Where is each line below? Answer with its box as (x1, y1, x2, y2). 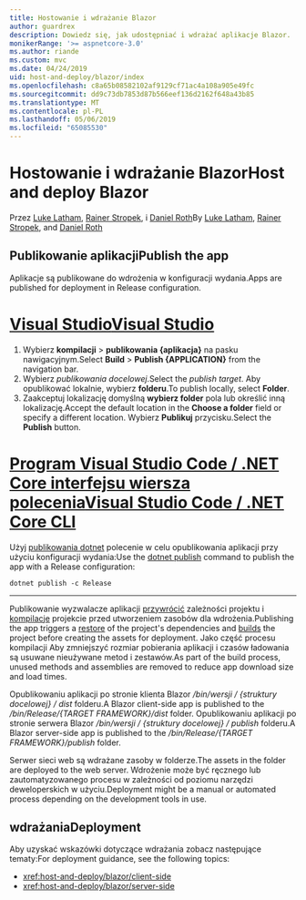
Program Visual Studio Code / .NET (9, 453, 280, 474)
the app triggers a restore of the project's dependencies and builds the (9, 622, 276, 633)
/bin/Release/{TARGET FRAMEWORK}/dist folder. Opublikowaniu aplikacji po (9, 708, 297, 719)
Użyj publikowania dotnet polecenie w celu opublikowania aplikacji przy (9, 541, 279, 552)
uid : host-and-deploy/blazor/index (9, 73, 145, 82)
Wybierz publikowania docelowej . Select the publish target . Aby (22, 373, 261, 384)
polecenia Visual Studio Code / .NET (9, 492, 284, 513)
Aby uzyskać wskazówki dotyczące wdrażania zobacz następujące (9, 844, 262, 854)
